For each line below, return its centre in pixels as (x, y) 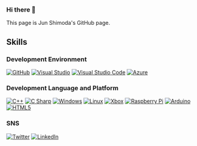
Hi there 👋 (21, 10)
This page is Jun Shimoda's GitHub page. (58, 23)
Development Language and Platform (62, 88)
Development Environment (47, 59)
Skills (17, 42)
